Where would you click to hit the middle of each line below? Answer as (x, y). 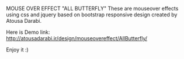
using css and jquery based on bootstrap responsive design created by (92, 15)
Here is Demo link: (28, 32)
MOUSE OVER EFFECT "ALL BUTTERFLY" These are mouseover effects (92, 8)
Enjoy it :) (18, 50)
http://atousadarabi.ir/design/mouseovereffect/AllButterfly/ (77, 38)
